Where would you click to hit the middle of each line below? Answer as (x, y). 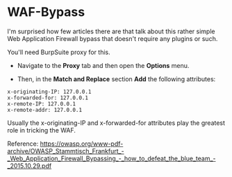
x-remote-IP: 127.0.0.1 (42, 104)
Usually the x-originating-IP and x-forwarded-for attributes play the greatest (116, 123)
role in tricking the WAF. (42, 130)
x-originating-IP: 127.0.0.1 (49, 92)
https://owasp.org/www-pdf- (82, 144)
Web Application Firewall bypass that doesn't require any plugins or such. (113, 38)
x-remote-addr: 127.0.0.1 (44, 110)
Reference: (23, 144)
